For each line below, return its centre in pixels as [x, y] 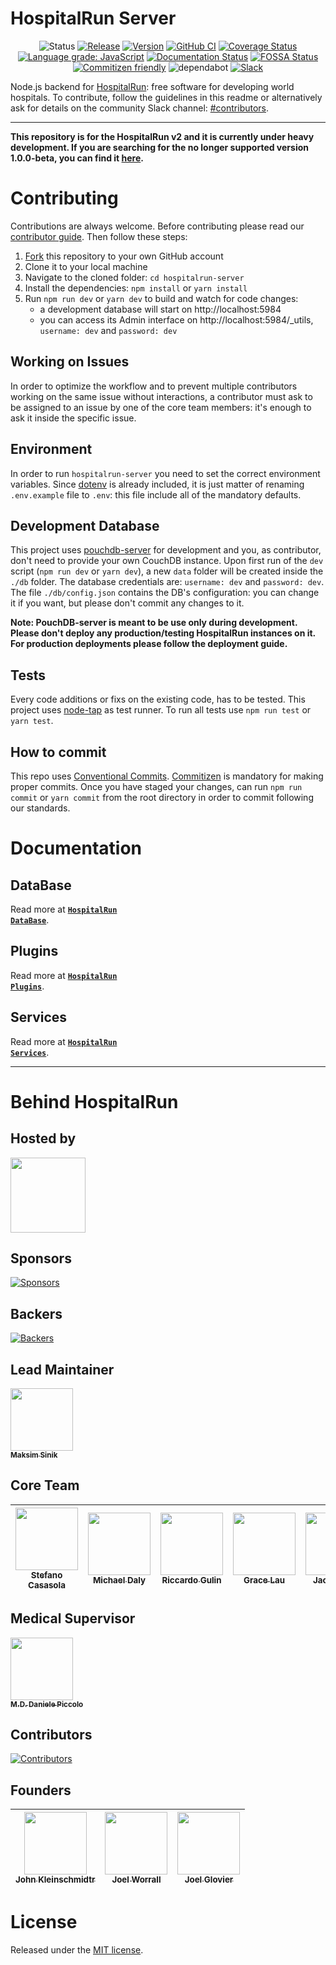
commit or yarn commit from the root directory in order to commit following [162, 797]
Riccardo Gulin [191, 1580]
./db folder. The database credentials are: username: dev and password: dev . [167, 582]
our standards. [40, 808]
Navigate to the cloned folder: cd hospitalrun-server [134, 277]
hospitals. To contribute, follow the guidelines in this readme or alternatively [166, 97]
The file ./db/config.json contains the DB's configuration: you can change [165, 593]
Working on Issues [70, 362]
